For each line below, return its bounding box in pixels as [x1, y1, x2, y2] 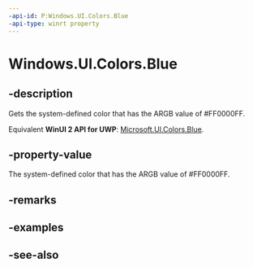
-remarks [8, 193, 57, 207]
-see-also [8, 248, 59, 262]
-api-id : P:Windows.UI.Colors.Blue [8, 11, 129, 20]
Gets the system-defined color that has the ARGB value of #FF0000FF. [8, 108, 246, 118]
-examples [8, 221, 64, 234]
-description [8, 87, 73, 101]
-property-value [8, 147, 92, 161]
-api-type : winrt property [8, 20, 100, 28]
